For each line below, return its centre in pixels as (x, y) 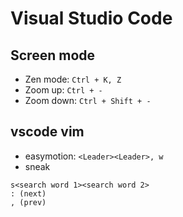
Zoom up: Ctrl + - (63, 90)
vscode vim (47, 132)
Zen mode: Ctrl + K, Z (73, 79)
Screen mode (53, 55)
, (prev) (28, 202)
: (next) (28, 193)
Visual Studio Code (91, 18)
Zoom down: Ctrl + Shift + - (88, 100)
